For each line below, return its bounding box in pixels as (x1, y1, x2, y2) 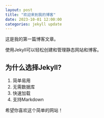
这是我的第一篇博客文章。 (5, 36, 59, 42)
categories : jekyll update (5, 21, 62, 27)
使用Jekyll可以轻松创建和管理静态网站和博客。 (5, 47, 102, 53)
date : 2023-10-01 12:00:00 (5, 17, 62, 22)
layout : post (5, 7, 33, 13)
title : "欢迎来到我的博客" (5, 12, 56, 17)
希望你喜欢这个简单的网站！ (5, 107, 63, 113)
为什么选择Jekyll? (5, 63, 62, 71)
